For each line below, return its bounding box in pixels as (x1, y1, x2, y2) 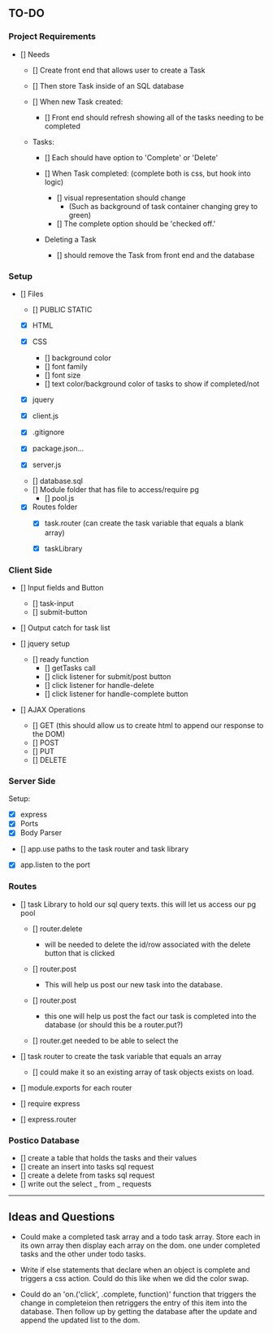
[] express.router (19, 1114, 77, 1124)
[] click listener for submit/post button (44, 671, 171, 682)
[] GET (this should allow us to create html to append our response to (32, 720, 264, 730)
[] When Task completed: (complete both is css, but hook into (44, 168, 251, 178)
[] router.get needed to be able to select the (32, 1035, 179, 1045)
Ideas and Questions (8, 1210, 115, 1224)
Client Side (8, 564, 53, 576)
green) (68, 210, 92, 220)
